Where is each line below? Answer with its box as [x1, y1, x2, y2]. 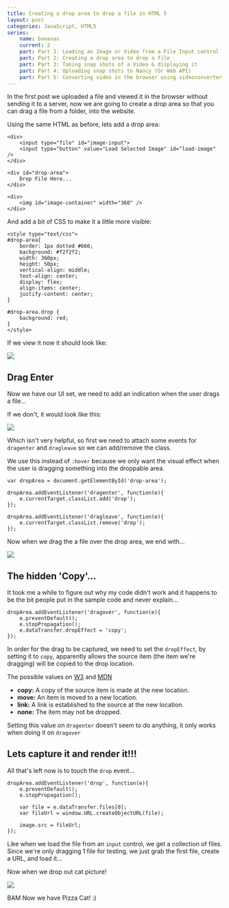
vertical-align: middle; [19, 267, 91, 274]
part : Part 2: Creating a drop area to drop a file [19, 55, 170, 62]
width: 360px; [19, 255, 60, 262]
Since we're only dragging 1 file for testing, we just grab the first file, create [7, 847, 219, 855]
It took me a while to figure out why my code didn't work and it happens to [7, 589, 217, 596]
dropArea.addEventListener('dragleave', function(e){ [7, 513, 165, 521]
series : [7, 29, 29, 36]
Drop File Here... [19, 175, 72, 182]
